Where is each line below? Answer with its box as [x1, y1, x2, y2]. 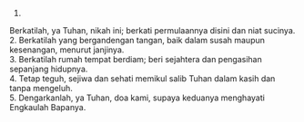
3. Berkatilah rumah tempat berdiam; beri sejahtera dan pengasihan [9, 54, 262, 64]
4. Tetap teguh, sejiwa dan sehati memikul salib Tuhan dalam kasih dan [9, 73, 276, 84]
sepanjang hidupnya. [9, 63, 88, 74]
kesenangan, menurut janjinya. [9, 44, 125, 55]
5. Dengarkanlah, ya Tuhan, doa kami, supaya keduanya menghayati [9, 92, 266, 103]
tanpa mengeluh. [9, 83, 73, 93]
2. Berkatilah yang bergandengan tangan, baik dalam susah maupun [9, 35, 266, 45]
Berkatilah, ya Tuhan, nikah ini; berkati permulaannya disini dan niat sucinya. [9, 25, 296, 35]
